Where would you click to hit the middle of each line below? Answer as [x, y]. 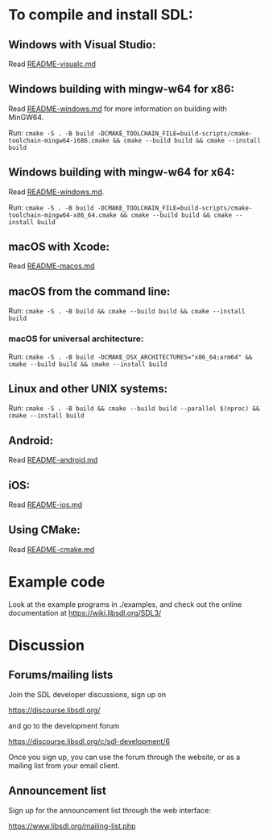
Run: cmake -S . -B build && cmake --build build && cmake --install [127, 311]
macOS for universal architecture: [76, 339]
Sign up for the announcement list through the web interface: [110, 810]
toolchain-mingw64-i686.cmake [59, 140]
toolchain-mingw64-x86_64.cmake [62, 215]
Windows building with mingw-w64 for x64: [122, 172]
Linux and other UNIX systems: [88, 388]
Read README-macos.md [52, 266]
